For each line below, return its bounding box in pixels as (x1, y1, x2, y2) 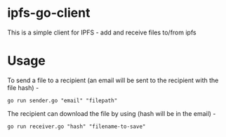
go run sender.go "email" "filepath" (7, 97, 118, 104)
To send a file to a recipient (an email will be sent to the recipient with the (7, 76, 219, 84)
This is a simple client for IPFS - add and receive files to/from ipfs (7, 28, 197, 37)
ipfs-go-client (7, 5, 91, 21)
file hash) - (7, 83, 39, 92)
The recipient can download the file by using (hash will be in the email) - (7, 109, 216, 117)
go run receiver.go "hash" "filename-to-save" (7, 123, 146, 130)
